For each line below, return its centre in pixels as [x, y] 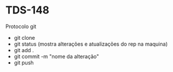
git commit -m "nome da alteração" [56, 56]
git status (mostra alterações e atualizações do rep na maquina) [91, 44]
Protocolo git [21, 26]
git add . [24, 50]
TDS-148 [27, 10]
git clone [25, 37]
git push [24, 63]
